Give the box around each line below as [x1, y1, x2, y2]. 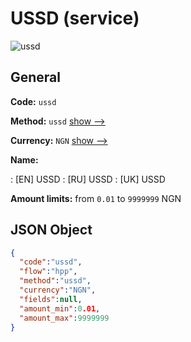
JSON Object [10, 222, 93, 239]
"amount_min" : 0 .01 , [19, 303, 101, 314]
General [10, 69, 62, 86]
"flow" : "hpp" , [19, 267, 78, 277]
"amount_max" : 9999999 [19, 313, 110, 323]
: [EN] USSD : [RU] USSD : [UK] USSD [10, 173, 166, 185]
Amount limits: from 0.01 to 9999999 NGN [10, 192, 182, 204]
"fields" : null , [19, 294, 83, 304]
